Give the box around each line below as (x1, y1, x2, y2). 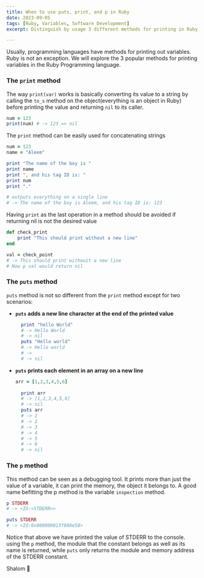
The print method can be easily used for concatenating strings (6, 132, 166, 139)
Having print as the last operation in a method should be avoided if (6, 211, 176, 218)
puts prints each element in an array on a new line (15, 366, 144, 374)
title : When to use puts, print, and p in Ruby (6, 9, 130, 15)
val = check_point (6, 251, 53, 258)
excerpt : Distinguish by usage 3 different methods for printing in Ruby (6, 26, 199, 32)
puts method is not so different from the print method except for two (6, 291, 180, 298)
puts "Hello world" (21, 339, 71, 345)
